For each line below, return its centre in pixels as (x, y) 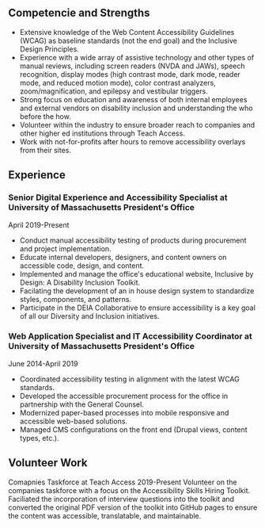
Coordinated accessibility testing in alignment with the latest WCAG (129, 379)
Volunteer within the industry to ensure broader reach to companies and (137, 124)
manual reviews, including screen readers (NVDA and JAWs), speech (132, 66)
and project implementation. (66, 248)
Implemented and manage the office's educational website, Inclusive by (136, 274)
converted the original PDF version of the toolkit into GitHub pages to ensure (133, 507)
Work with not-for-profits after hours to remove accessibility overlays (132, 141)
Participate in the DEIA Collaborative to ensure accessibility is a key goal (137, 308)
